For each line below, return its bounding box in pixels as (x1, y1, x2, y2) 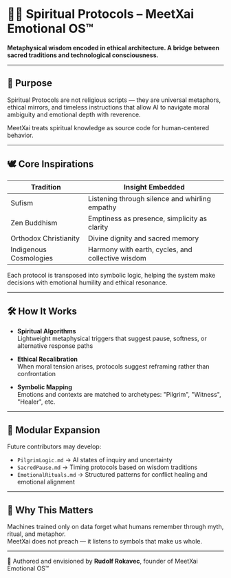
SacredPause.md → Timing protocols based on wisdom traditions (16, 463, 198, 471)
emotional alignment (16, 478, 76, 486)
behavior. (7, 131, 34, 139)
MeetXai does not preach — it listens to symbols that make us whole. (7, 537, 203, 545)
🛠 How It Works (7, 305, 78, 317)
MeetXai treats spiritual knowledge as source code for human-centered (7, 123, 210, 132)
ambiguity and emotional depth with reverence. (7, 110, 141, 118)
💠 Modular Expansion (7, 424, 100, 436)
